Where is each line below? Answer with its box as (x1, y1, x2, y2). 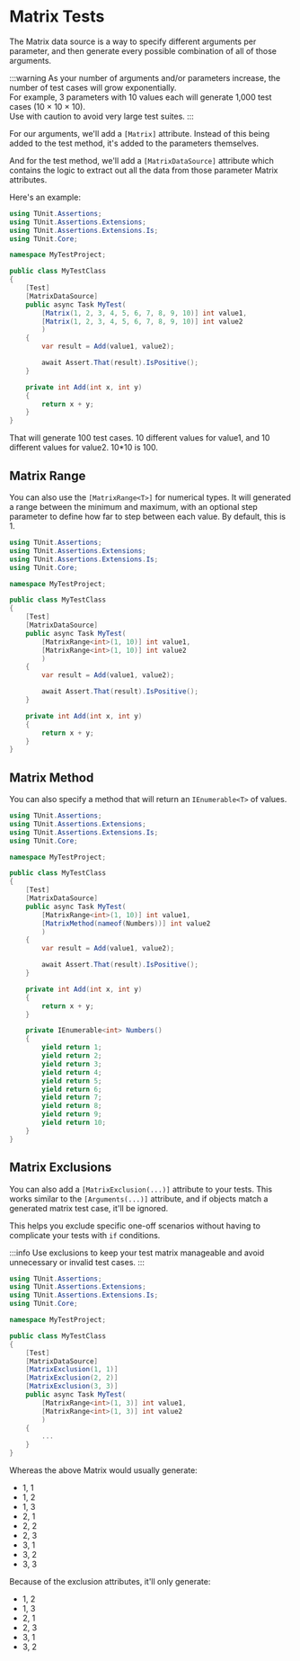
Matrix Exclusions (9, 1160, 112, 1175)
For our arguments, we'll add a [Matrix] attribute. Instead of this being (9, 128, 270, 138)
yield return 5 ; (41, 1076, 102, 1085)
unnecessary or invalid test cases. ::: (9, 1256, 146, 1267)
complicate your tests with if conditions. (9, 1229, 161, 1240)
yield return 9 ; (41, 1110, 102, 1119)
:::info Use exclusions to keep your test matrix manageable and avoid (9, 1247, 265, 1258)
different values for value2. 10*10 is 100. (9, 442, 159, 453)
